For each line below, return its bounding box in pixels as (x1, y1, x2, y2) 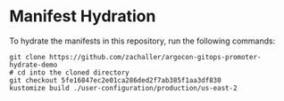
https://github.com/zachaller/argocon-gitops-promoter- (48, 52, 262, 61)
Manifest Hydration (9, 6, 156, 27)
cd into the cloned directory (17, 68, 129, 77)
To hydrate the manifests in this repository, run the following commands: (9, 35, 276, 46)
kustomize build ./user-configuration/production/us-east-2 (9, 83, 238, 92)
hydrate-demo (9, 60, 58, 69)
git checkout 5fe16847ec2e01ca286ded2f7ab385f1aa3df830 (9, 75, 221, 85)
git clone (9, 52, 46, 61)
